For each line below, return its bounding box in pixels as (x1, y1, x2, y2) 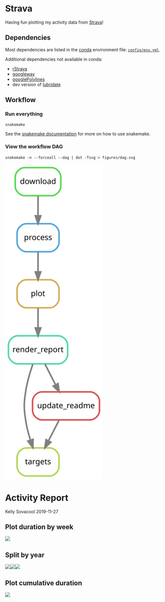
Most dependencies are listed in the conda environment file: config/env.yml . (5, 46, 161, 52)
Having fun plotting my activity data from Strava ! (5, 19, 103, 25)
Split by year (5, 551, 45, 559)
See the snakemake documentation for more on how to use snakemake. (5, 131, 151, 137)
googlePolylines (12, 76, 45, 82)
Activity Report (5, 492, 69, 503)
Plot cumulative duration (5, 579, 82, 587)
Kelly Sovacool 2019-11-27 (5, 508, 59, 514)
